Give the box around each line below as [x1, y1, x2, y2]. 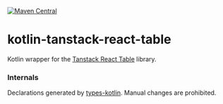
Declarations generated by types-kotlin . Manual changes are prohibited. [7, 88, 217, 97]
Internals [7, 72, 39, 82]
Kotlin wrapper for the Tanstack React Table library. [7, 54, 157, 63]
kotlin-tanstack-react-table [7, 32, 171, 47]
